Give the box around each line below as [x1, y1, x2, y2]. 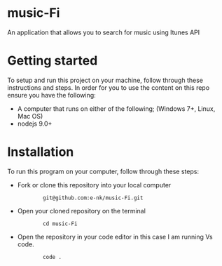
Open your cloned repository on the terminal [17, 206, 146, 215]
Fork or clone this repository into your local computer [17, 180, 172, 189]
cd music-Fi [43, 220, 78, 227]
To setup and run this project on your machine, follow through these [7, 76, 203, 84]
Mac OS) [17, 112, 43, 120]
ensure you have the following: [7, 91, 96, 99]
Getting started [7, 53, 98, 69]
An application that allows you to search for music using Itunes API [7, 28, 200, 36]
